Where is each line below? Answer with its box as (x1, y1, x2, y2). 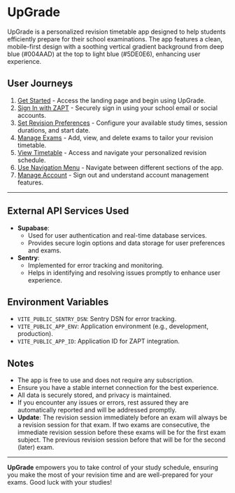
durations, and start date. (17, 126, 91, 134)
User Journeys (7, 78, 73, 90)
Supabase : (17, 224, 50, 232)
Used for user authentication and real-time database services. (27, 231, 208, 239)
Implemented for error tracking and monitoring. (27, 261, 164, 269)
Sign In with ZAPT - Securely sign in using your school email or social (17, 103, 218, 112)
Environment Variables (7, 296, 109, 308)
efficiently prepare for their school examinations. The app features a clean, (7, 34, 222, 43)
